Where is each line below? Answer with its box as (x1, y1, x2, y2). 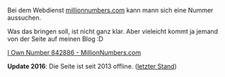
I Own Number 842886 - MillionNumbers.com (7, 49, 142, 57)
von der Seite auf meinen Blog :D (7, 35, 104, 43)
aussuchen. (7, 13, 41, 22)
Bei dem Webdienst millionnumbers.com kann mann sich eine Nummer (7, 6, 214, 14)
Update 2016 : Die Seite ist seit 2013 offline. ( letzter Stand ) (7, 62, 177, 70)
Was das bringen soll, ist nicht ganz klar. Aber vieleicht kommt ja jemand (7, 28, 218, 35)
